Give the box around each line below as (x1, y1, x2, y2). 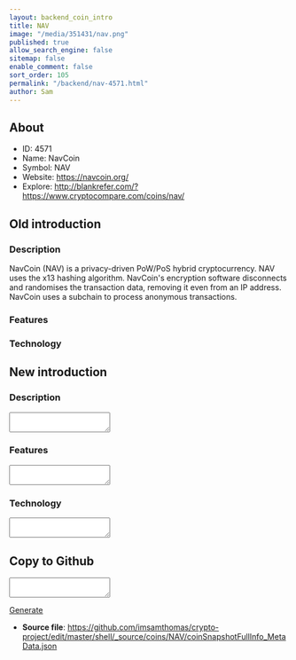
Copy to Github (9, 554, 95, 569)
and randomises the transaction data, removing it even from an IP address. (9, 282, 282, 293)
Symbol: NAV (21, 162, 71, 173)
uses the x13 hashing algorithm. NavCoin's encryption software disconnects (9, 272, 287, 283)
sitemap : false (9, 54, 66, 63)
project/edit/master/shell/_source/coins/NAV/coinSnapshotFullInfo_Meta (21, 631, 286, 641)
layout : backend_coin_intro (9, 12, 113, 22)
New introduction (9, 365, 108, 380)
